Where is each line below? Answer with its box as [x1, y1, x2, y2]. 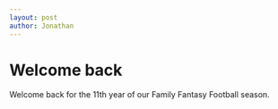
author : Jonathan [9, 21, 74, 30]
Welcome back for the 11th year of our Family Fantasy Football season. [9, 89, 271, 100]
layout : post [9, 13, 58, 22]
